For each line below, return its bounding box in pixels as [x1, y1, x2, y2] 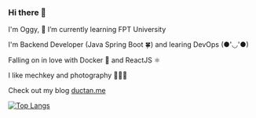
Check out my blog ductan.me [8, 86, 106, 95]
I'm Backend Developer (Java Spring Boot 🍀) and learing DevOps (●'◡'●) [8, 40, 249, 49]
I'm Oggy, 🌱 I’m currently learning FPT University [8, 25, 166, 34]
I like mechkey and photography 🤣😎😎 [8, 70, 128, 80]
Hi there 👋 [8, 7, 47, 18]
